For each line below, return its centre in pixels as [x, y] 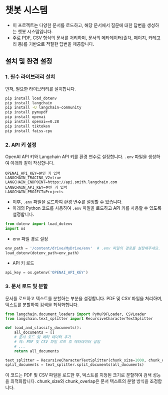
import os [15, 228]
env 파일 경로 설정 [30, 238]
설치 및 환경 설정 [29, 61]
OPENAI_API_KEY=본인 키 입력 [33, 173]
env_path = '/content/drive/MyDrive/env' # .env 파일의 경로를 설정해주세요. [83, 248]
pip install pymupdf [27, 112]
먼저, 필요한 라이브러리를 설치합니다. [40, 89]
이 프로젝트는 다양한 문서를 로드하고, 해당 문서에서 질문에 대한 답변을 [79, 25]
